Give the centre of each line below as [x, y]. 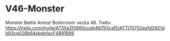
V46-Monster [35, 9]
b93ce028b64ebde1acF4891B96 [40, 33]
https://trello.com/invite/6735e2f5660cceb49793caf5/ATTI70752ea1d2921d [85, 27]
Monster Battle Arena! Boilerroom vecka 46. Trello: [58, 22]
